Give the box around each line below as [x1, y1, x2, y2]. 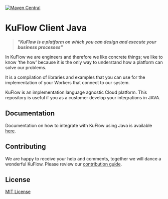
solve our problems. [5, 64, 47, 70]
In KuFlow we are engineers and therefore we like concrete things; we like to [5, 54, 163, 60]
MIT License [5, 188, 31, 195]
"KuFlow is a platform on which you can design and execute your [17, 39, 156, 45]
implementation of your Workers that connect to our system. [5, 79, 130, 85]
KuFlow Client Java [5, 23, 87, 34]
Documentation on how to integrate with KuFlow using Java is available [5, 122, 152, 128]
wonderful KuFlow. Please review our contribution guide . [5, 161, 122, 167]
